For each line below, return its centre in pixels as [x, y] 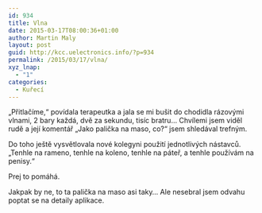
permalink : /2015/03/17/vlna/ [58, 60]
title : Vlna [28, 23]
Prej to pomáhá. [34, 176]
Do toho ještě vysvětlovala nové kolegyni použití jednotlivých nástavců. [125, 145]
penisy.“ [22, 161]
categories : [28, 82]
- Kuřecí [30, 89]
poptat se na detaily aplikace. [56, 200]
